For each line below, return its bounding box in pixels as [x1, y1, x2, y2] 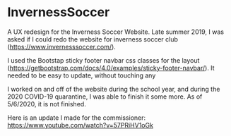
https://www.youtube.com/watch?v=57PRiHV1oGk [7, 120, 154, 129]
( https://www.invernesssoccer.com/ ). [7, 42, 117, 51]
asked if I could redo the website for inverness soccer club [7, 35, 179, 43]
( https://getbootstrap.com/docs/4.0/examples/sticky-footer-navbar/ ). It [7, 63, 215, 72]
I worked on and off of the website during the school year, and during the [7, 85, 220, 93]
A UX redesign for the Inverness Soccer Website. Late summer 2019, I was [7, 27, 225, 36]
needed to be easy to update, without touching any [7, 71, 156, 80]
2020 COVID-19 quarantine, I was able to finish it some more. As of [7, 92, 203, 101]
